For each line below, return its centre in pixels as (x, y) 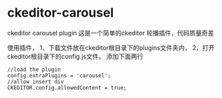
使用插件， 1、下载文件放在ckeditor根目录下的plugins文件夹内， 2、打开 (111, 47)
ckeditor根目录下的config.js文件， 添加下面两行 (75, 56)
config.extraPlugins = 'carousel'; (59, 75)
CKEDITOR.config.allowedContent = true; (67, 88)
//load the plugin (34, 70)
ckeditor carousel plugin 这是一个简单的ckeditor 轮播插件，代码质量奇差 (111, 33)
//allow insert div (36, 81)
